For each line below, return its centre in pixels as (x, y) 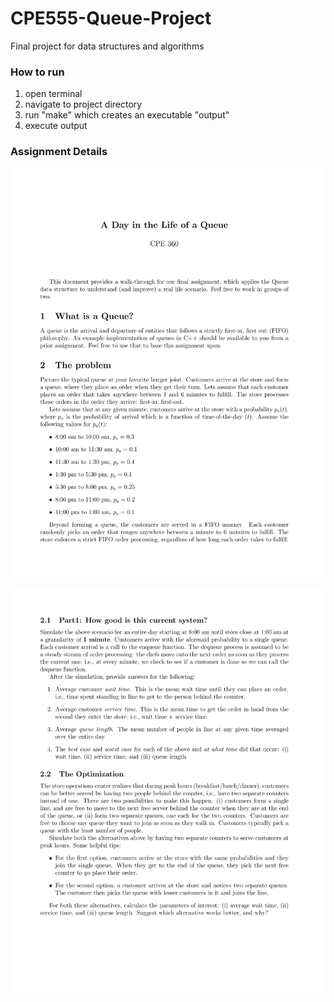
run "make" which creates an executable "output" (127, 115)
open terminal (53, 94)
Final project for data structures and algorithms (107, 46)
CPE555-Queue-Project (111, 18)
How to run (37, 72)
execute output (56, 126)
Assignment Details (59, 152)
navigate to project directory (83, 104)
